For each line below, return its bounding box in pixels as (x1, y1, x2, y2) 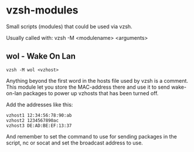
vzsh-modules (6, 4, 79, 17)
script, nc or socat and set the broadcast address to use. (6, 139, 144, 146)
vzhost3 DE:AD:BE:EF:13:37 (6, 123, 72, 129)
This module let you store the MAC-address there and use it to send (6, 83, 170, 90)
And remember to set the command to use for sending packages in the (6, 133, 177, 140)
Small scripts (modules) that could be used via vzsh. (6, 23, 133, 30)
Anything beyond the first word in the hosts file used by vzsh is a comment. (6, 77, 189, 84)
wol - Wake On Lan (6, 51, 76, 62)
